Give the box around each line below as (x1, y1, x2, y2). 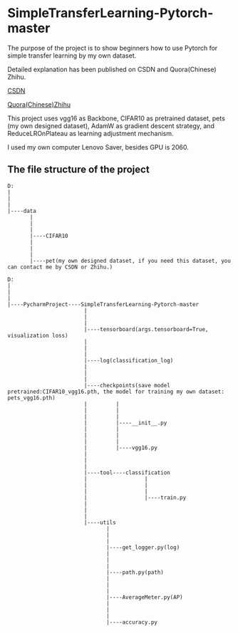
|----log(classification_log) (83, 357, 174, 364)
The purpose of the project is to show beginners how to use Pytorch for (7, 43, 218, 52)
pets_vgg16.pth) (7, 394, 56, 402)
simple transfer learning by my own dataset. (7, 51, 137, 60)
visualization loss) (7, 332, 69, 339)
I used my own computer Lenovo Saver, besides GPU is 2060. (7, 142, 189, 151)
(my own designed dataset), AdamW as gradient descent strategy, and (7, 121, 215, 130)
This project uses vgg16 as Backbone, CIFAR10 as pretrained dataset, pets (7, 114, 226, 122)
